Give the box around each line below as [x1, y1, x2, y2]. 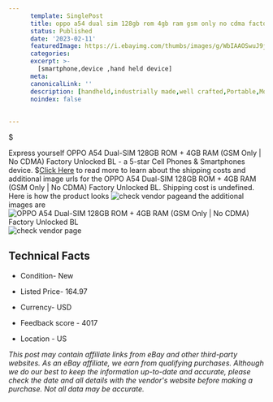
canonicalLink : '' [29, 80, 93, 88]
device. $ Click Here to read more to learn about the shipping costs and [8, 166, 246, 175]
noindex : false [29, 95, 82, 103]
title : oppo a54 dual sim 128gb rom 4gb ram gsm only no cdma [29, 19, 245, 28]
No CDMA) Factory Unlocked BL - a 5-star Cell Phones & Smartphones [8, 157, 245, 166]
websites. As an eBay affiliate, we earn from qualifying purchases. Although [8, 358, 264, 368]
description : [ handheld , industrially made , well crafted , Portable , [29, 87, 260, 96]
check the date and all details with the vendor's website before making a [8, 375, 253, 385]
